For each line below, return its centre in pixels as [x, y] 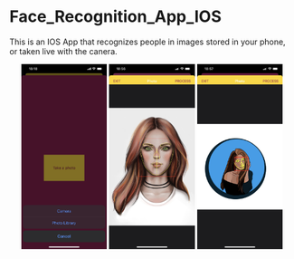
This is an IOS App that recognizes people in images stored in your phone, [148, 42]
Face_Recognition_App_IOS [115, 17]
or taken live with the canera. [63, 51]
